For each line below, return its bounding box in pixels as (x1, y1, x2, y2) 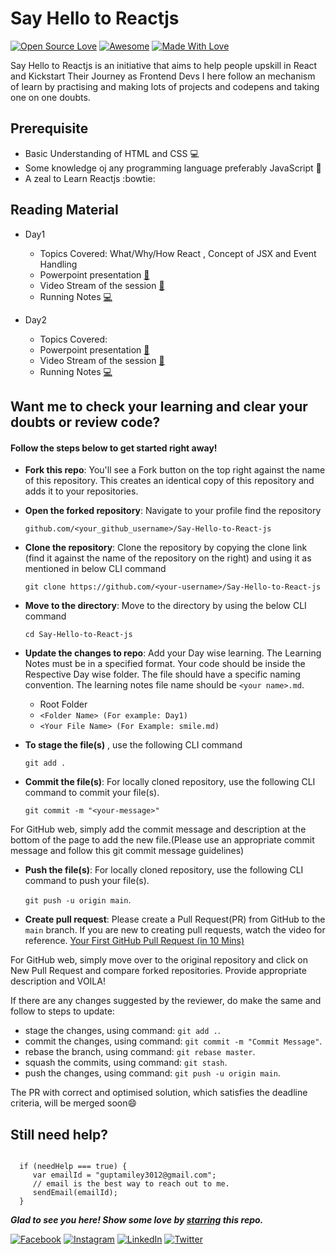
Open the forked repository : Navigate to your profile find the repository (24, 505, 322, 517)
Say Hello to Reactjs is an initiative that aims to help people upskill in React (10, 59, 318, 71)
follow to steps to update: (10, 1005, 115, 1017)
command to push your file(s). (24, 875, 150, 887)
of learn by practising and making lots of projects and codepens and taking (10, 80, 320, 92)
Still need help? (10, 1126, 109, 1143)
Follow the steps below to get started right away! (10, 442, 218, 454)
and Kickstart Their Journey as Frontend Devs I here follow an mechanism (10, 70, 316, 82)
